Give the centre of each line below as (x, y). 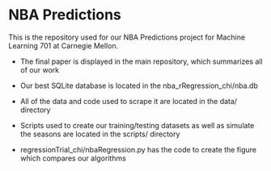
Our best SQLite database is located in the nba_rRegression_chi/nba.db (139, 85)
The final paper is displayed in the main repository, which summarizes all (141, 61)
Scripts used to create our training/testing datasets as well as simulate (137, 125)
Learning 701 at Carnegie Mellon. (64, 45)
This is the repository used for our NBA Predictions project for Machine (127, 37)
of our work (39, 69)
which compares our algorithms (73, 158)
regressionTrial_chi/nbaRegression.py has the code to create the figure (138, 149)
